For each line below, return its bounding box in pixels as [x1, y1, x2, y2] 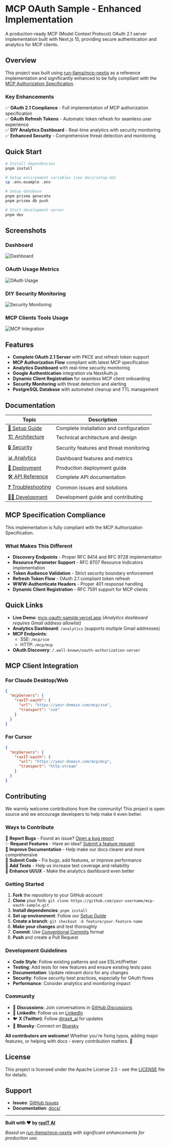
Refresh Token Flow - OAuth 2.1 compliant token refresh [12, 576, 131, 582]
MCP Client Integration [5, 661, 78, 671]
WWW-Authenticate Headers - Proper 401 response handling [12, 581, 143, 587]
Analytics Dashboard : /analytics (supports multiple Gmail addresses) [12, 625, 160, 631]
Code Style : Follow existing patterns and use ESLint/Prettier [12, 959, 138, 965]
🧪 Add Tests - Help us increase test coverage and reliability [5, 862, 130, 869]
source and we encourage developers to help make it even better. [5, 811, 143, 817]
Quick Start [5, 148, 42, 156]
